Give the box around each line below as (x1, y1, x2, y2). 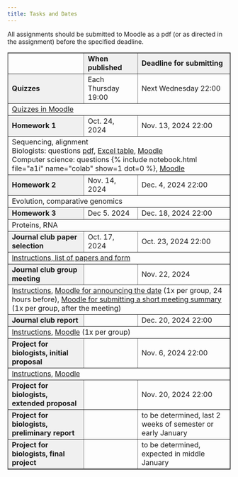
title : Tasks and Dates (7, 10, 78, 18)
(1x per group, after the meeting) (11, 303, 122, 313)
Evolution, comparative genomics (11, 196, 123, 206)
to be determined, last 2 (141, 410, 221, 420)
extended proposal (11, 398, 77, 408)
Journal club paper (11, 231, 78, 241)
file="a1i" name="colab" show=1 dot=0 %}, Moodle (11, 163, 186, 173)
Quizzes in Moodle (11, 104, 74, 114)
